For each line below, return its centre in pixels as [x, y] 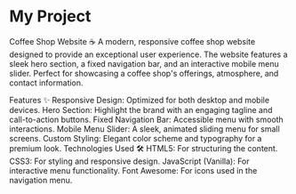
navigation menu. [41, 180]
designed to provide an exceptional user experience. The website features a [148, 54]
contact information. [46, 83]
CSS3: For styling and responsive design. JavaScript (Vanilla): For [130, 161]
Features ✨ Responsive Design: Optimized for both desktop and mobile [139, 100]
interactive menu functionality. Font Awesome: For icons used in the [133, 170]
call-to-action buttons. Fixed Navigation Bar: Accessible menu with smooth [147, 119]
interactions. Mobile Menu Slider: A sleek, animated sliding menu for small [144, 129]
